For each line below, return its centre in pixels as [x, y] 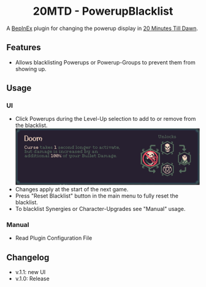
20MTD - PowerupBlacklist [103, 11]
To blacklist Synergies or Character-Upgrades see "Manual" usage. [100, 209]
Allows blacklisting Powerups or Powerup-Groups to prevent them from [105, 62]
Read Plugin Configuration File [54, 238]
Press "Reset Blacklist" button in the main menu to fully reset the [97, 196]
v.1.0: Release [32, 278]
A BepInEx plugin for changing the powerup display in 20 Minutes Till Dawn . [102, 28]
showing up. [31, 69]
